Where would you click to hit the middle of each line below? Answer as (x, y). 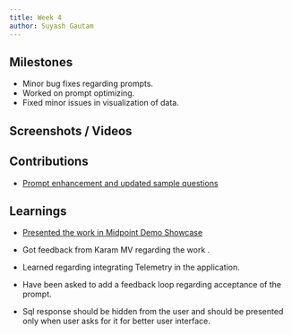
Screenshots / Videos (71, 131)
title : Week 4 (36, 17)
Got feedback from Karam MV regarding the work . (116, 250)
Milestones (41, 62)
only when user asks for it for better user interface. (116, 321)
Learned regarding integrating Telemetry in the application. (131, 267)
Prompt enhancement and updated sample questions (120, 183)
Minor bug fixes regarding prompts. (88, 84)
